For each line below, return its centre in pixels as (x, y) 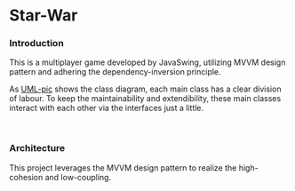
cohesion (26, 177)
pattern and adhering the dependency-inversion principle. (115, 72)
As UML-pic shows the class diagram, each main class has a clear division (145, 89)
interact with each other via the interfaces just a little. (107, 108)
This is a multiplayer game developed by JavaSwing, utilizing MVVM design (147, 62)
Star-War (44, 16)
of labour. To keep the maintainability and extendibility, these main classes (145, 99)
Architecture (37, 148)
